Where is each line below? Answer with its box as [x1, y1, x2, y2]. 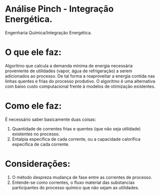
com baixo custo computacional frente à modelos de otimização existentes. [5, 83, 156, 89]
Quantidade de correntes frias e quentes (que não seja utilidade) [12, 126, 141, 131]
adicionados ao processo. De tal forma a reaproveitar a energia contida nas [5, 73, 155, 79]
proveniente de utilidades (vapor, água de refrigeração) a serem [5, 68, 132, 74]
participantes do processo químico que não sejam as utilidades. [12, 184, 139, 190]
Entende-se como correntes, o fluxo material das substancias [12, 179, 135, 185]
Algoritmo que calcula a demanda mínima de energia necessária [5, 63, 133, 68]
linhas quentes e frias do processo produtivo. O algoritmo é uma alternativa [5, 78, 156, 84]
